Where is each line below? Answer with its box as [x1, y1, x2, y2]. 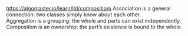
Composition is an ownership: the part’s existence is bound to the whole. [6, 23, 183, 30]
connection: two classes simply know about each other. [6, 11, 141, 18]
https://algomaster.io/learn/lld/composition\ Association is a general [6, 5, 171, 12]
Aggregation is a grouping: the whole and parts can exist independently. [6, 17, 182, 24]
